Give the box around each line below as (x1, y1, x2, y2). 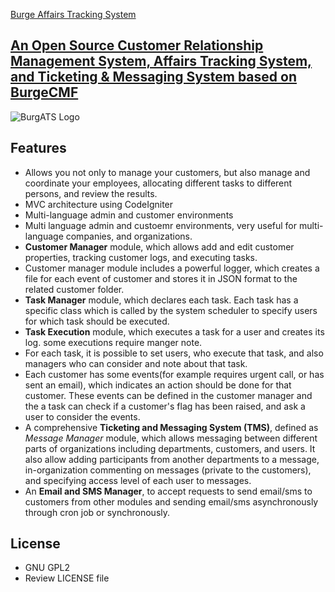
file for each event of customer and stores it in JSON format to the (24, 272, 298, 284)
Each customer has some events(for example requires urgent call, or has (24, 368, 325, 380)
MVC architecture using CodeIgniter (24, 198, 174, 210)
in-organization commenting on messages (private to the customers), (24, 464, 312, 476)
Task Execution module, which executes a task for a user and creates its (24, 325, 325, 338)
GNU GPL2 (24, 562, 70, 574)
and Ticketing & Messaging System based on (10, 69, 297, 86)
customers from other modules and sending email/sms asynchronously (24, 495, 319, 508)
